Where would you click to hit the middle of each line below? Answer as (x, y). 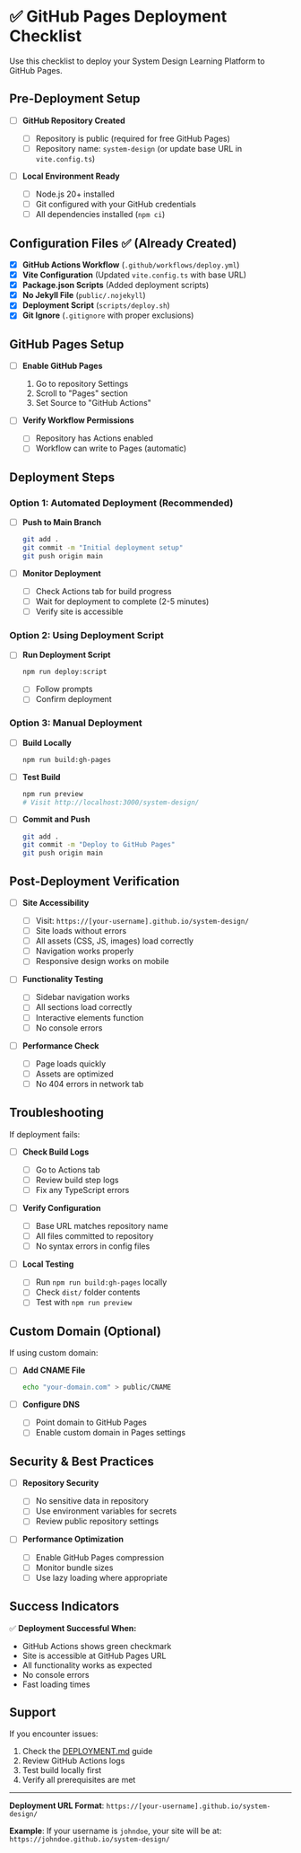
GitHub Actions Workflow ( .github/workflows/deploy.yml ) (131, 265)
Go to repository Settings (82, 384)
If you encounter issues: (54, 1734)
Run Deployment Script (66, 655)
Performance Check (60, 1045)
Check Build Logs (56, 1152)
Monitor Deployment (61, 573)
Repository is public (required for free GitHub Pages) (133, 138)
